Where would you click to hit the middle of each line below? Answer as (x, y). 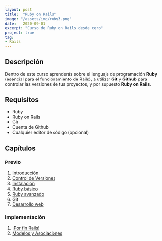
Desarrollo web (28, 204)
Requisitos (22, 100)
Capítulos (20, 148)
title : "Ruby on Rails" (31, 14)
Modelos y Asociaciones (37, 233)
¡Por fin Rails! (26, 228)
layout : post (19, 10)
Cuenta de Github (30, 127)
